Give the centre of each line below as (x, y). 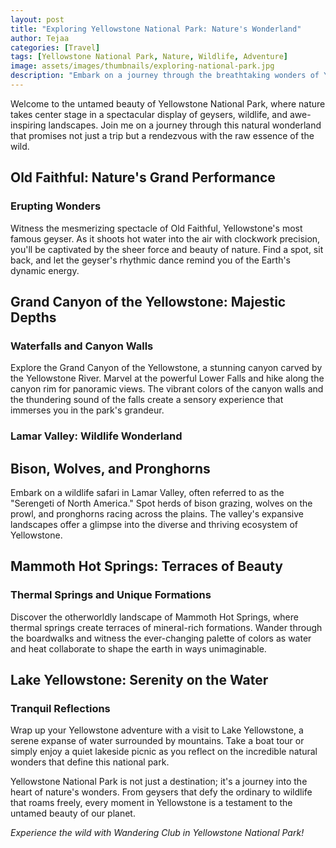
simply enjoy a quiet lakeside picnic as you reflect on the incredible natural (164, 752)
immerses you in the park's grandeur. (87, 410)
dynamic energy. (45, 270)
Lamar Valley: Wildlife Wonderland (96, 436)
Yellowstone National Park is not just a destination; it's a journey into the (159, 782)
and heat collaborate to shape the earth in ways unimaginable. (138, 648)
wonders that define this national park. (90, 762)
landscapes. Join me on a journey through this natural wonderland (185, 125)
